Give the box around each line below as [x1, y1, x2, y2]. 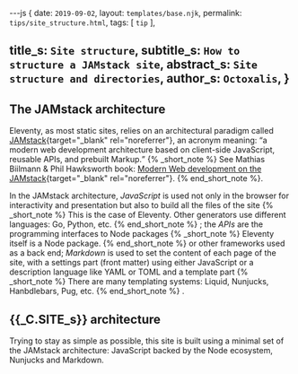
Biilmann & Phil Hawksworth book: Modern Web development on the [9, 163, 262, 174]
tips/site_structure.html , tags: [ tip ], [9, 17, 155, 28]
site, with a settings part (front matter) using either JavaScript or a [9, 257, 254, 268]
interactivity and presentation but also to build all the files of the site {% [9, 200, 274, 211]
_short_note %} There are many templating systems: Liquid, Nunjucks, [9, 276, 269, 287]
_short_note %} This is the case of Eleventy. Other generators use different [9, 210, 286, 221]
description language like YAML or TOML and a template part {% [9, 266, 249, 277]
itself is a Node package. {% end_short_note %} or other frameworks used [9, 238, 285, 249]
